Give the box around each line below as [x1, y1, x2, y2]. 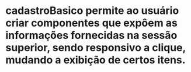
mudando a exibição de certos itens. [5, 53, 186, 67]
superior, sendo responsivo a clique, [5, 41, 186, 55]
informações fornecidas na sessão [5, 29, 178, 42]
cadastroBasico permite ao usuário [5, 4, 179, 17]
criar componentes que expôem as [5, 16, 178, 30]
